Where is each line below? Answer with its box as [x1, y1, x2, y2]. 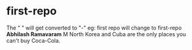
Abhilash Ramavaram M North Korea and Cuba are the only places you [6, 30, 186, 37]
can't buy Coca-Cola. [6, 37, 61, 44]
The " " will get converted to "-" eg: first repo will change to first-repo [6, 24, 182, 31]
